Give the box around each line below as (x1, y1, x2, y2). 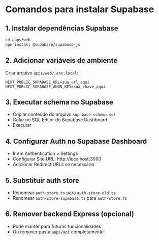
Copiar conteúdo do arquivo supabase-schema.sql (12, 111, 116, 118)
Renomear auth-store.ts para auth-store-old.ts (12, 190, 116, 196)
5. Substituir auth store (5, 176, 80, 184)
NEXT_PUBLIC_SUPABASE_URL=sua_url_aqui (5, 79, 90, 85)
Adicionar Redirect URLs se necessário (12, 162, 94, 168)
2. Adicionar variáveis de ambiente (5, 56, 118, 65)
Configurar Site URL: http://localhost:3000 (12, 156, 102, 162)
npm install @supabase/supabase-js (5, 42, 81, 47)
